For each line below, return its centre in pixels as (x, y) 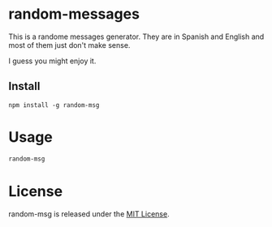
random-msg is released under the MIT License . (89, 214)
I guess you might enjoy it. (52, 61)
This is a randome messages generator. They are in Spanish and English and (136, 36)
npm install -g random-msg (54, 105)
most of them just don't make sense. (69, 45)
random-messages (74, 14)
